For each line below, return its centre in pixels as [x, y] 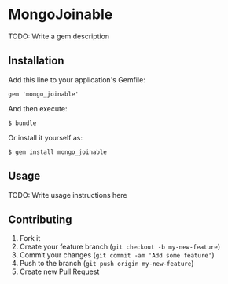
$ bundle [22, 123]
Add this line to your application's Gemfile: [77, 79]
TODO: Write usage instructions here [68, 195]
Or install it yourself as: [45, 137]
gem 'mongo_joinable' [44, 94]
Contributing [40, 219]
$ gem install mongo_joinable [58, 152]
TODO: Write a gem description [59, 36]
